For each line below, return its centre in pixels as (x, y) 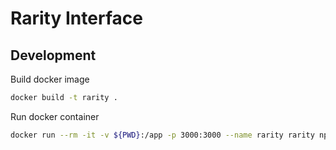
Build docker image (50, 79)
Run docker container (55, 116)
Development (53, 55)
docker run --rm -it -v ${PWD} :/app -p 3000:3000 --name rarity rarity (162, 135)
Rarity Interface (76, 18)
